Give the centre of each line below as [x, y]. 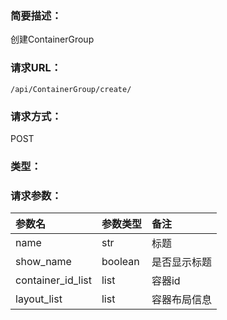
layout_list [39, 299]
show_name [43, 262]
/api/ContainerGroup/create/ [71, 89]
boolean [120, 262]
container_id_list [53, 280]
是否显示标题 [181, 262]
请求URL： [36, 68]
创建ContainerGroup [52, 39]
